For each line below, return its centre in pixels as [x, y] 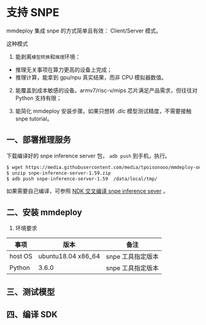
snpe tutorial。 [34, 118]
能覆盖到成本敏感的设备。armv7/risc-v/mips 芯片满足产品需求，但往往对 [106, 90]
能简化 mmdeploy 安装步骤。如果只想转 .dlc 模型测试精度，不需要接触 [103, 111]
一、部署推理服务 [39, 140]
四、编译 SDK [32, 314]
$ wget [15, 167]
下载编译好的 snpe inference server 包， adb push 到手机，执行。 [88, 155]
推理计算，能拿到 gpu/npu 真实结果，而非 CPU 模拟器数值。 [91, 77]
